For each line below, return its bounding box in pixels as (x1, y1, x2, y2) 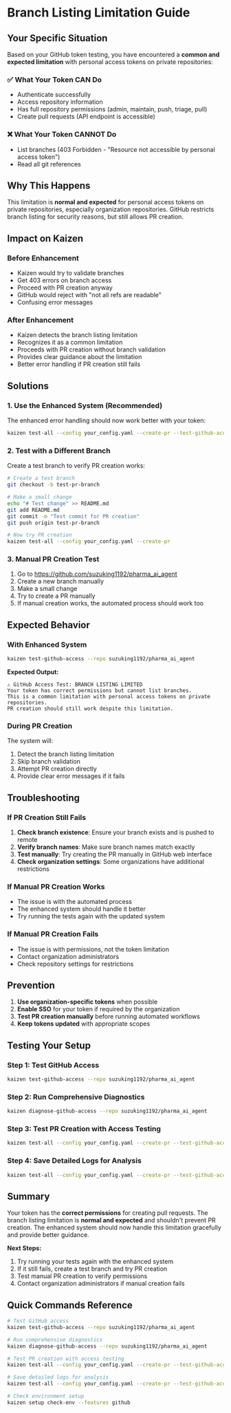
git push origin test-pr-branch (7, 519, 100, 526)
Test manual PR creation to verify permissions (16, 1272, 148, 1280)
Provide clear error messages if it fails (16, 772, 125, 780)
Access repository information (16, 98, 103, 106)
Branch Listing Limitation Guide (7, 5, 190, 21)
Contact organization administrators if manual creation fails (16, 1280, 185, 1288)
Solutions (7, 380, 49, 391)
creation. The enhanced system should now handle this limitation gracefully (7, 1223, 221, 1232)
